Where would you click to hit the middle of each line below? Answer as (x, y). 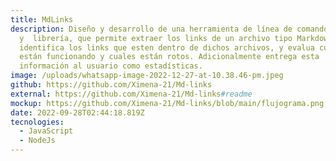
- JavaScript (46, 131)
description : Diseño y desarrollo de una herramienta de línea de (151, 29)
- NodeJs (37, 141)
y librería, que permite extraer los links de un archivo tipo (156, 38)
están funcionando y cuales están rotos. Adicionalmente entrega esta (169, 57)
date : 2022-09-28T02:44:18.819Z (77, 112)
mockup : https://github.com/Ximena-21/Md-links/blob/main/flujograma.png (167, 103)
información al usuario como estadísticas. (111, 66)
